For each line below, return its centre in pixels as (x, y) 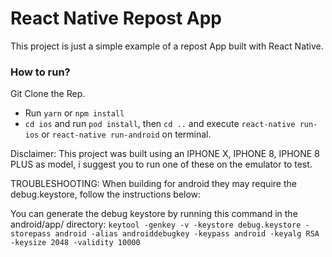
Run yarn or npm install (74, 113)
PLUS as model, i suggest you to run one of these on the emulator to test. (161, 164)
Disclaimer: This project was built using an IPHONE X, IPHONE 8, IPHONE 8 (165, 154)
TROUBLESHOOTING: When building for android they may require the (153, 184)
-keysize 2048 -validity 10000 (75, 243)
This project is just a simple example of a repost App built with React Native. (167, 46)
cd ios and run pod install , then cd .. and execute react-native (160, 124)
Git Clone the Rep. (48, 94)
